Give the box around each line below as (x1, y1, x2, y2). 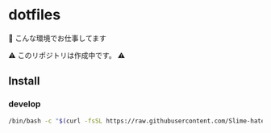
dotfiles (8, 6, 61, 24)
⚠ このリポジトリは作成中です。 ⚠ (8, 50, 126, 60)
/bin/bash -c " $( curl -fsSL (8, 117, 103, 125)
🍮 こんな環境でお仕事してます (8, 33, 107, 43)
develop (8, 98, 41, 110)
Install (8, 74, 40, 88)
